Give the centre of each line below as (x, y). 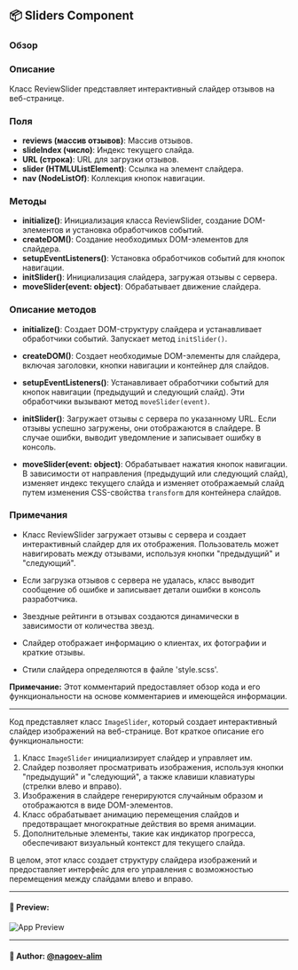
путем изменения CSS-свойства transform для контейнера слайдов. (152, 492)
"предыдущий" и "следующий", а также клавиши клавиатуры (138, 776)
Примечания (39, 515)
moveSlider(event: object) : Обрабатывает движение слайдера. (141, 287)
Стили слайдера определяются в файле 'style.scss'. (120, 669)
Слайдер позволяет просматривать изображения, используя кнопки (153, 767)
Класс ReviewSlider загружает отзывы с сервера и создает (134, 534)
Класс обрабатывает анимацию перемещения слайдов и (130, 814)
